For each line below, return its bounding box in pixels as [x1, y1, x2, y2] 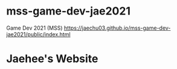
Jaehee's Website [6, 52, 98, 66]
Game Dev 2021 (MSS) [6, 24, 63, 31]
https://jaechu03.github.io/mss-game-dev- [63, 24, 171, 31]
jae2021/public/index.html [6, 30, 71, 38]
